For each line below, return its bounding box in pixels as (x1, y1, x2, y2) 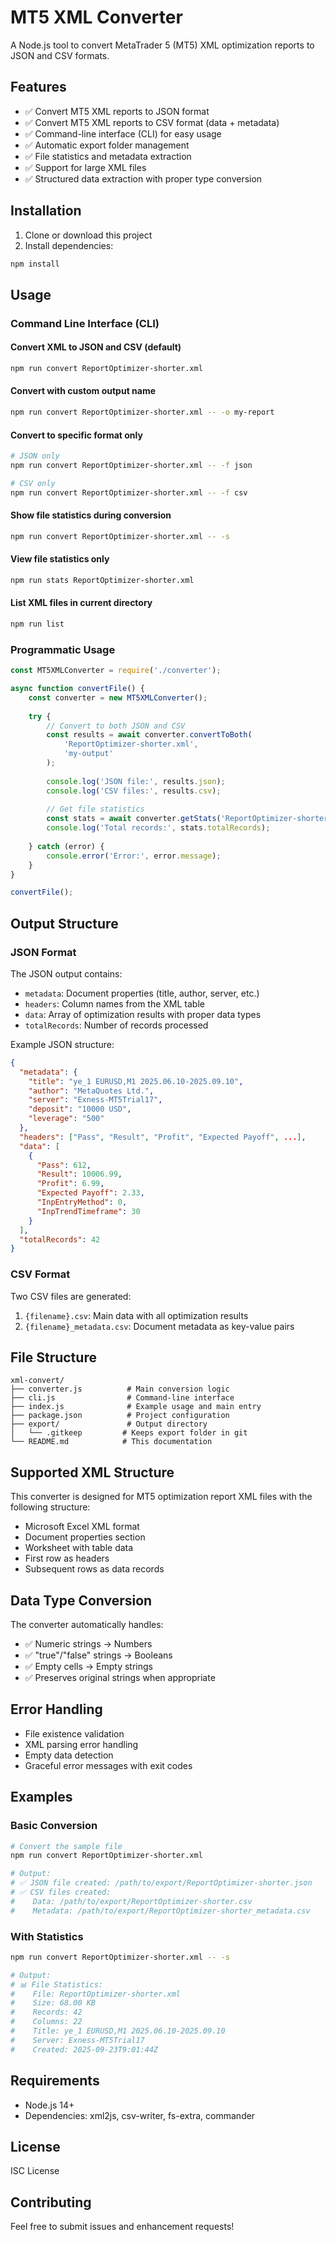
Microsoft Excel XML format (24, 1521, 140, 1533)
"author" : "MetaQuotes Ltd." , (28, 1086, 155, 1096)
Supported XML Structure (10, 1464, 175, 1481)
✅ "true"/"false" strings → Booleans (24, 1649, 173, 1661)
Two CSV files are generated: (10, 1290, 132, 1302)
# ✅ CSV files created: (10, 1887, 112, 1898)
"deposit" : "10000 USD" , (28, 1104, 132, 1115)
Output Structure (10, 915, 119, 932)
